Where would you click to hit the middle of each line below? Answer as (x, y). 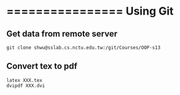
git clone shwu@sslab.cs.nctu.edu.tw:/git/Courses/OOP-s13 (84, 47)
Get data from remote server (62, 34)
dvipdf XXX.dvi (26, 86)
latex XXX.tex (25, 80)
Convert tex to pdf (42, 66)
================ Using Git (90, 11)
